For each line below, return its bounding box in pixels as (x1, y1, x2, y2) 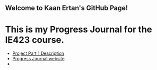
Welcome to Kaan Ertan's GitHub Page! (5, 4, 128, 12)
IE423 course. (5, 34, 64, 45)
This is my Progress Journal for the (5, 24, 153, 35)
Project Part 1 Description (12, 50, 64, 56)
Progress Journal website (12, 56, 65, 62)
